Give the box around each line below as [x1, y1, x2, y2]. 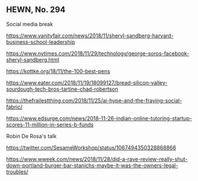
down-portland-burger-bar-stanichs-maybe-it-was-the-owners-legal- [6, 161, 178, 169]
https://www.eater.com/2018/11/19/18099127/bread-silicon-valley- [6, 79, 168, 86]
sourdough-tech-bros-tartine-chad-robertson [6, 85, 118, 93]
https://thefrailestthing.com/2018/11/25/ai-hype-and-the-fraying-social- [6, 97, 183, 104]
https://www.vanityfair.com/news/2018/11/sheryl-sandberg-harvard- [6, 32, 174, 39]
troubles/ [6, 168, 29, 175]
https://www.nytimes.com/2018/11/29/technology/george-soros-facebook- [6, 50, 190, 57]
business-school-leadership [6, 38, 76, 45]
